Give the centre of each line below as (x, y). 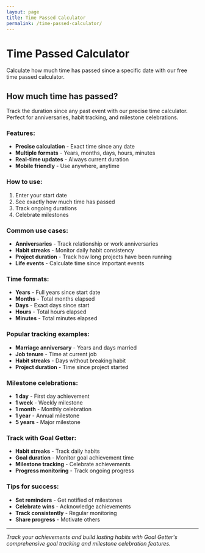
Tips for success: (33, 486)
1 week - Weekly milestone (49, 402)
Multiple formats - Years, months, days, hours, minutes (85, 153)
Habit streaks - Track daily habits (57, 451)
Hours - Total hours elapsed (51, 312)
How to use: (24, 182)
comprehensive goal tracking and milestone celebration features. (88, 543)
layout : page (23, 12)
